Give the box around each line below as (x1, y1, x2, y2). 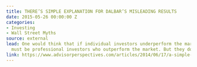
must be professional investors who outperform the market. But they (11, 47, 185, 52)
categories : (6, 19, 35, 25)
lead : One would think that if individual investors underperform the (6, 41, 182, 47)
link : (6, 52, 19, 58)
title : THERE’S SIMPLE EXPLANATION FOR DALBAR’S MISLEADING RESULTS (6, 8, 177, 15)
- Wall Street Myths (6, 30, 57, 36)
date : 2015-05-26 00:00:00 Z (6, 14, 77, 20)
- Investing (6, 24, 35, 31)
